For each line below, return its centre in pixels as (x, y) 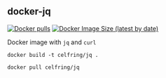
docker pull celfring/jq (43, 67)
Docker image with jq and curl (52, 42)
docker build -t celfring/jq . (53, 55)
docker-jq (29, 12)
